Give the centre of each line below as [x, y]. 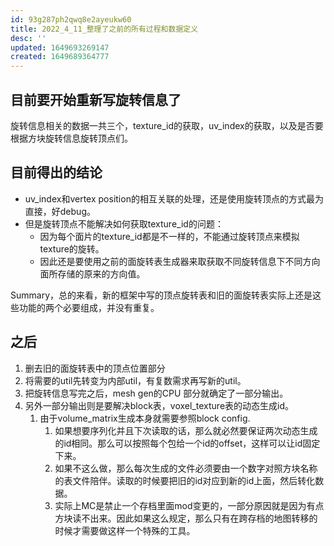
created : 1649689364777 [60, 57]
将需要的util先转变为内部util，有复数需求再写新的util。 [135, 380]
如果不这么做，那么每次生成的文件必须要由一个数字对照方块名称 [186, 468]
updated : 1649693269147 [60, 47]
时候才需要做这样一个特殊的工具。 [125, 530]
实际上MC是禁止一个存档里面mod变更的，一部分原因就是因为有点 [189, 505]
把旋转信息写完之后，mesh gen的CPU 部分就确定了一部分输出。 [156, 393]
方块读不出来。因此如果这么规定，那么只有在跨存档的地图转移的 [186, 518]
